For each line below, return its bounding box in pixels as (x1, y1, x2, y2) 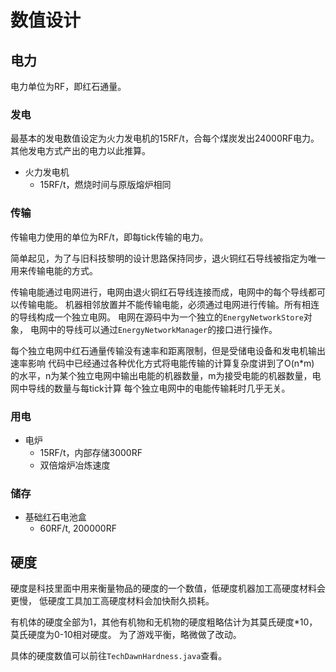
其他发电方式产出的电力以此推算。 (10, 145, 151, 157)
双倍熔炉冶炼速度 (39, 459, 111, 471)
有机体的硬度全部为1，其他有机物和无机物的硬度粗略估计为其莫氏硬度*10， (10, 616, 318, 628)
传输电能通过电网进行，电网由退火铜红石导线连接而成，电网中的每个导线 (10, 286, 308, 298)
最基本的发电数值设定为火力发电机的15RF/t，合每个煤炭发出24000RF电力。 (10, 132, 320, 145)
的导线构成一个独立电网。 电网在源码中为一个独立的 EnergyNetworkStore (10, 311, 304, 323)
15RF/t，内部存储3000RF (39, 446, 143, 458)
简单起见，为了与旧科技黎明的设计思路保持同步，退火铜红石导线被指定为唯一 (10, 252, 326, 264)
